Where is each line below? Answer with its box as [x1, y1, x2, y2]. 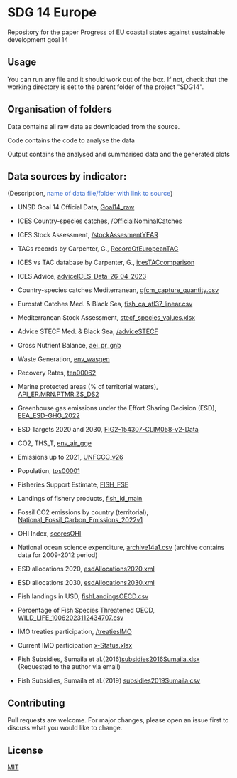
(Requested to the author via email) [17, 663, 121, 671]
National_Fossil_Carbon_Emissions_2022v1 [17, 516, 143, 524]
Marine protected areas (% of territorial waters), [17, 383, 158, 391]
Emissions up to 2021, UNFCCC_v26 [17, 453, 123, 462]
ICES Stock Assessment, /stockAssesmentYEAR [17, 231, 158, 239]
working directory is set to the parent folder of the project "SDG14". [7, 83, 204, 91]
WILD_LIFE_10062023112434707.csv [17, 613, 124, 622]
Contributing [7, 697, 65, 709]
